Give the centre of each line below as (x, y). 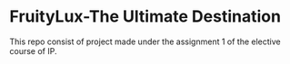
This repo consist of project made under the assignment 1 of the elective (145, 41)
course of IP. (33, 50)
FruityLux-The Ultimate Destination (145, 17)
